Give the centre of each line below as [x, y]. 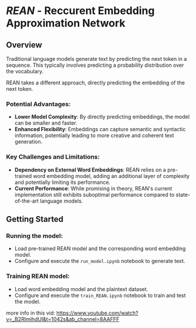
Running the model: [35, 235]
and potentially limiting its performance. [62, 182]
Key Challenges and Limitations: [53, 157]
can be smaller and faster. [46, 123]
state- [183, 194]
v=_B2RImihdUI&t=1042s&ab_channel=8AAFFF [63, 319]
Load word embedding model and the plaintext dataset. [81, 289]
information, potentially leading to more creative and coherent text [94, 135]
